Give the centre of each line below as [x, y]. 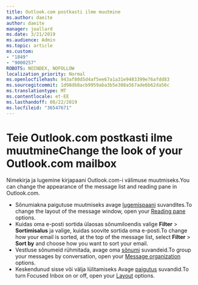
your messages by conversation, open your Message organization [98, 256]
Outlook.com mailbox [62, 163]
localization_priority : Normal [46, 74]
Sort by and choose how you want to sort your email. [82, 244]
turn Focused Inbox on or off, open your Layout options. [85, 276]
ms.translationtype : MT [36, 91]
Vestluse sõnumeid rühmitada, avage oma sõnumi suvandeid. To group [103, 250]
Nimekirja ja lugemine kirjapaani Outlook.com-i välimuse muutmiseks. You [98, 180]
